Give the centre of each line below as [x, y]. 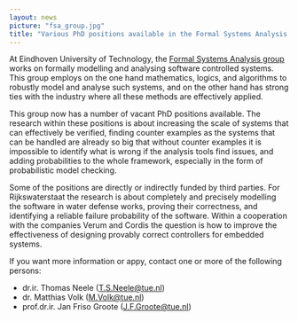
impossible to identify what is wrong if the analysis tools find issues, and [141, 152]
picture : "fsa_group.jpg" [57, 26]
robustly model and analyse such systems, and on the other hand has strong [149, 87]
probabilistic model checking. [63, 170]
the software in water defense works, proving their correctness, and [133, 207]
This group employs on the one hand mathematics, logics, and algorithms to [148, 78]
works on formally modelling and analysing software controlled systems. [141, 68]
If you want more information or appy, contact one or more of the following [145, 262]
